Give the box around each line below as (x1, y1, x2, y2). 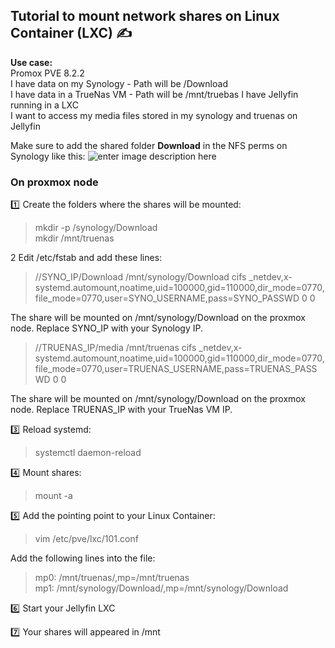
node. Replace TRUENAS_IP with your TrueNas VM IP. (10, 404, 233, 416)
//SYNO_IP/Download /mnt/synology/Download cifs (34, 271, 247, 283)
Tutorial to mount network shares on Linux (10, 8, 280, 25)
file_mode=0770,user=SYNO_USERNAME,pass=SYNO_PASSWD (34, 292, 300, 304)
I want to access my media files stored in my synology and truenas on (10, 109, 298, 121)
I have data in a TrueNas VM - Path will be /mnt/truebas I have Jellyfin (10, 88, 299, 100)
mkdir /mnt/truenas (34, 232, 115, 244)
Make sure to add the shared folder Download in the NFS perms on (10, 139, 288, 151)
